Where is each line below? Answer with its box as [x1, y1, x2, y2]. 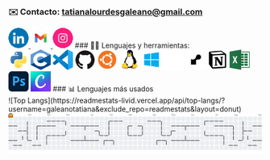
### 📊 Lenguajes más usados [52, 84, 154, 94]
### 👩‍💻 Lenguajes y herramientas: [74, 40, 190, 50]
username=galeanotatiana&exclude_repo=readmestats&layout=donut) [8, 104, 242, 114]
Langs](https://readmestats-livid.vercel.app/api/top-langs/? [27, 95, 226, 106]
